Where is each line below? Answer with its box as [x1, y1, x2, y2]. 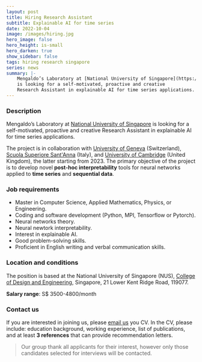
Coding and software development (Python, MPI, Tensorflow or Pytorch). [14, 211, 196, 219]
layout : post [6, 8, 39, 15]
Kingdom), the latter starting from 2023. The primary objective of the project [6, 157, 195, 165]
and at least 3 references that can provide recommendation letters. [6, 331, 173, 339]
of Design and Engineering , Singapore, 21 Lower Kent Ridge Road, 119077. [6, 279, 189, 286]
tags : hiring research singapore [6, 59, 90, 65]
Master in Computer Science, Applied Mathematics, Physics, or [14, 199, 172, 206]
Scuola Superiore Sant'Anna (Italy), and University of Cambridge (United [6, 151, 186, 158]
